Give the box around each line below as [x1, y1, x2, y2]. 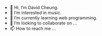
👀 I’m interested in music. [9, 10, 62, 16]
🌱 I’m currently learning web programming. [9, 15, 98, 20]
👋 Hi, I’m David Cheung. [9, 5, 58, 10]
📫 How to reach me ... [9, 26, 56, 31]
